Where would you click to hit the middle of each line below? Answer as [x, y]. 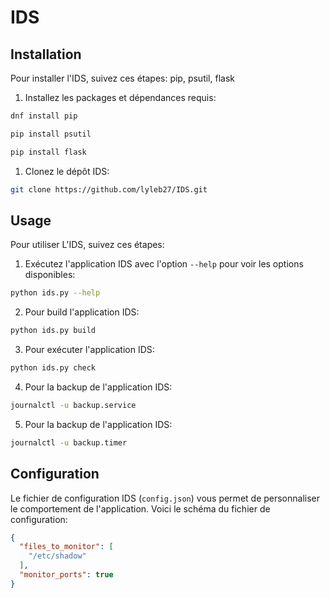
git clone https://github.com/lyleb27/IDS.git [109, 189]
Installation [46, 54]
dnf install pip [44, 116]
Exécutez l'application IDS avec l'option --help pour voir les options [164, 264]
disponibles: [50, 275]
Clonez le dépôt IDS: [67, 171]
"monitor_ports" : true [66, 575]
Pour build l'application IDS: [82, 312]
